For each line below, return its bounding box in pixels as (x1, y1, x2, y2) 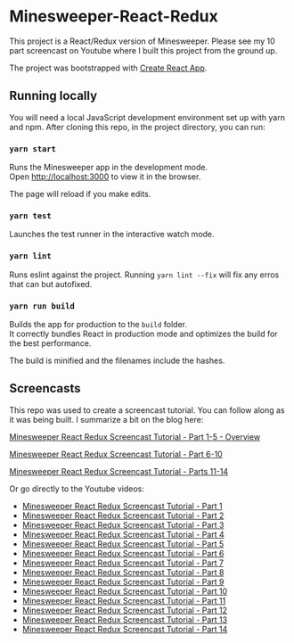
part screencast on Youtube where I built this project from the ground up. (9, 45, 278, 55)
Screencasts (9, 381, 82, 396)
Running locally (9, 88, 98, 103)
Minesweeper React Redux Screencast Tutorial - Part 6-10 (9, 449, 223, 459)
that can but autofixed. (9, 278, 93, 289)
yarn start (9, 144, 56, 153)
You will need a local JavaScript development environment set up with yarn (9, 111, 285, 122)
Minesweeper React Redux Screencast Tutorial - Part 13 (21, 614, 228, 625)
